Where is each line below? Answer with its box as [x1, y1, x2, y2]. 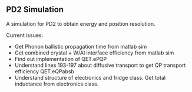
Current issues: [6, 32, 44, 39]
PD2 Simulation [6, 5, 64, 15]
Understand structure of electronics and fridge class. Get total [14, 74, 166, 81]
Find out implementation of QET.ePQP [14, 55, 107, 62]
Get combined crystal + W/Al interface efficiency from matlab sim [14, 49, 174, 56]
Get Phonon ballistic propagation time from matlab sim [14, 43, 147, 50]
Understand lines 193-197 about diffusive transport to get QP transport [14, 62, 186, 69]
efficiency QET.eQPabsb [14, 67, 75, 75]
